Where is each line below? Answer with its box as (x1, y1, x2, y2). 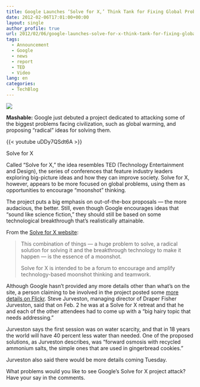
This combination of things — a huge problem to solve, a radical (20, 240, 178, 247)
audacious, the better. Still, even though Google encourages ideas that (6, 204, 179, 212)
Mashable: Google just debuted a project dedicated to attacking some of (6, 114, 186, 121)
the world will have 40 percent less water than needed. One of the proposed (6, 332, 193, 339)
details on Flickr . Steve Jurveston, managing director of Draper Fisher (6, 295, 177, 302)
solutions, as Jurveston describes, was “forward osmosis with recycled (6, 338, 181, 345)
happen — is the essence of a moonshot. (20, 253, 122, 260)
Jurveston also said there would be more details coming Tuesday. (6, 356, 168, 363)
